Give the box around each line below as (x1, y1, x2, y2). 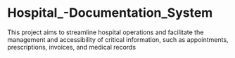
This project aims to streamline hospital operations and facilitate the (7, 28, 204, 36)
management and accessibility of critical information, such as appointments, (7, 35, 229, 43)
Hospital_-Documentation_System (7, 5, 213, 21)
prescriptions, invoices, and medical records (7, 43, 136, 51)
